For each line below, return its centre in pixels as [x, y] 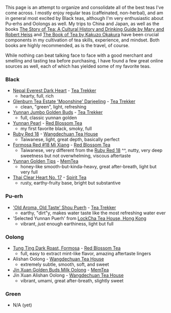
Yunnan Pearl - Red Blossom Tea [47, 123]
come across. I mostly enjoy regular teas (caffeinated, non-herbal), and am [84, 13]
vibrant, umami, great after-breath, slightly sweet [72, 280]
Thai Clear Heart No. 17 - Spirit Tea [50, 177]
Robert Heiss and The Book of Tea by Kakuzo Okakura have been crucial [82, 35]
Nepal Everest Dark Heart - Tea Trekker [54, 91]
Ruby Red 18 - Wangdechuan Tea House [55, 134]
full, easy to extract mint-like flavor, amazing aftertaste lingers [85, 253]
